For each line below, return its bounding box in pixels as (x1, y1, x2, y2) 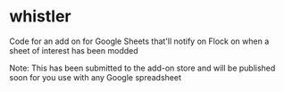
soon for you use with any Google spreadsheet (9, 71, 181, 82)
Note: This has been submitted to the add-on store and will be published (9, 63, 276, 73)
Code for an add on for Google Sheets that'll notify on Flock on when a (9, 36, 270, 46)
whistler (9, 6, 71, 27)
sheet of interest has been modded (9, 45, 138, 55)
